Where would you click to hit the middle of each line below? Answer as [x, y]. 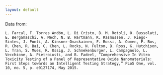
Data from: [16, 24]
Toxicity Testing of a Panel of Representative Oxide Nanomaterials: [79, 59]
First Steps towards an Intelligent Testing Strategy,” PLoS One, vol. [81, 63]
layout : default [22, 10]
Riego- [141, 37]
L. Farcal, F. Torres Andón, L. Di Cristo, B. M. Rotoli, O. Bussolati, [82, 33]
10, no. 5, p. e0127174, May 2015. [42, 68]
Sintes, [13, 42]
